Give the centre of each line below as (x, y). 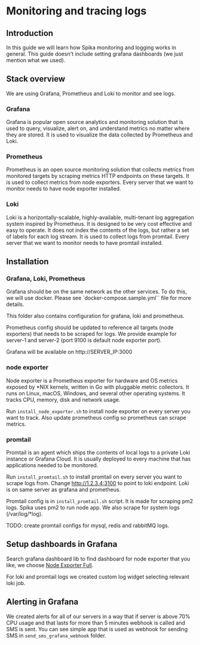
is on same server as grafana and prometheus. (64, 489)
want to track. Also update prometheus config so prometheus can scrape (96, 417)
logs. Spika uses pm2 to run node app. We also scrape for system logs (93, 507)
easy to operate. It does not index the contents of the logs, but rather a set (98, 230)
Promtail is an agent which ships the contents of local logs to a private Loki (98, 452)
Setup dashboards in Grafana (62, 544)
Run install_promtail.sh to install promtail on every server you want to (94, 477)
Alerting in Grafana (42, 602)
